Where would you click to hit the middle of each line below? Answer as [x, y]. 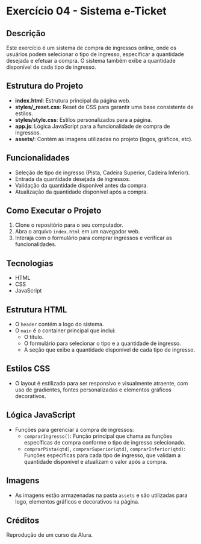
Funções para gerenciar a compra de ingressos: [74, 429]
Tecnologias [30, 263]
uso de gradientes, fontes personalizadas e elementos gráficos [93, 390]
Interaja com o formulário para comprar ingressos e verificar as [94, 238]
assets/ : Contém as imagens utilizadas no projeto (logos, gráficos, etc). [104, 139]
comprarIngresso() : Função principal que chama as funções [98, 436]
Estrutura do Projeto [45, 86]
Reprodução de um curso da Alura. [50, 535]
